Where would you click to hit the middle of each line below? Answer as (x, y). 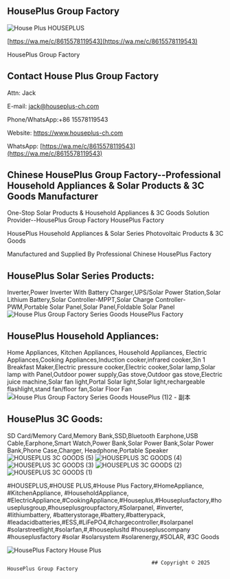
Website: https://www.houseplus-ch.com (65, 133)
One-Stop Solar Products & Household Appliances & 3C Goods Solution (108, 213)
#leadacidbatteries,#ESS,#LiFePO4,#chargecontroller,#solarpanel (100, 522)
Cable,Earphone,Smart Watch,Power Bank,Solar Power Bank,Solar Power (111, 443)
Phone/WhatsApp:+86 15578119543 (58, 119)
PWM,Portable (27, 307)
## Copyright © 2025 (181, 562)
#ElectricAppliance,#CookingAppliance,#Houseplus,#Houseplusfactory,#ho (114, 500)
